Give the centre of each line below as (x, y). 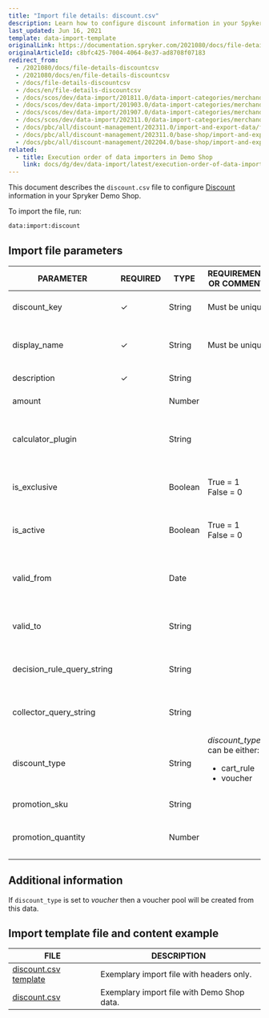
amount (27, 401)
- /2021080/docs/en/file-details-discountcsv (93, 75)
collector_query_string (54, 711)
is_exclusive (35, 487)
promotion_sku (40, 804)
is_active (29, 530)
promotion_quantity (49, 837)
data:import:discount (44, 226)
